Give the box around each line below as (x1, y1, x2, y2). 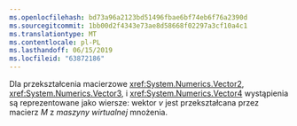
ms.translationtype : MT (9, 29, 98, 38)
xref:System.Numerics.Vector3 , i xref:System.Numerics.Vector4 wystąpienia (9, 88, 289, 98)
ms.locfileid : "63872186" (9, 54, 105, 63)
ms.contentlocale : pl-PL (9, 37, 101, 47)
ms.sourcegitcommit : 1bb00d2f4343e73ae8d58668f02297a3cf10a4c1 (9, 21, 248, 30)
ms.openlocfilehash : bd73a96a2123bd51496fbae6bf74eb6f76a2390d (9, 12, 248, 22)
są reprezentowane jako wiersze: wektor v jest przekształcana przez (9, 98, 260, 107)
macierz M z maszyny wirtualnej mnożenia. (9, 107, 168, 117)
